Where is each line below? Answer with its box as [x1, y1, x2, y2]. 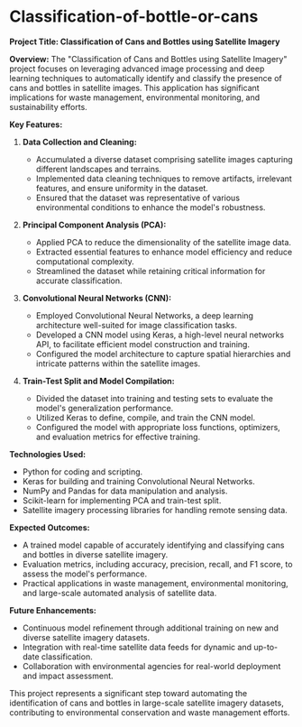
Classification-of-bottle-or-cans [9, 6, 259, 27]
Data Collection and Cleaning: [22, 136, 137, 147]
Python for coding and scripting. [22, 466, 143, 477]
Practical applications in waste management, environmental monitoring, [22, 577, 288, 588]
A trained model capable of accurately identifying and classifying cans [22, 539, 285, 550]
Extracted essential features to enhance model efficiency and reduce [35, 246, 293, 257]
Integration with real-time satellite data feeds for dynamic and [22, 641, 252, 652]
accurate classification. [35, 275, 124, 286]
